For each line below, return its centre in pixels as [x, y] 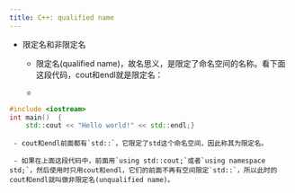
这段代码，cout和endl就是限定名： [99, 75]
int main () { [36, 118]
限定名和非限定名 [54, 44]
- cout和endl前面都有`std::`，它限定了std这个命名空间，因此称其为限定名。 [140, 144]
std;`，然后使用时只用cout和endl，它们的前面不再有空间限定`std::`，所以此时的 [143, 171]
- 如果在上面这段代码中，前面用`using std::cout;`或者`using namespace [139, 161]
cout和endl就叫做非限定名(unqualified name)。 [92, 180]
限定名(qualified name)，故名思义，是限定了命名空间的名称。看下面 [161, 63]
